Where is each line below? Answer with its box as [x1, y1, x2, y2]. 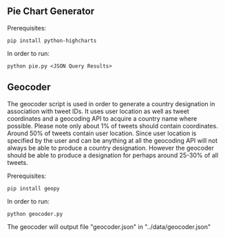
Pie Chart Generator [7, 6, 95, 17]
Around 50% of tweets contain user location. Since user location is [7, 129, 197, 137]
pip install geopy [7, 185, 60, 192]
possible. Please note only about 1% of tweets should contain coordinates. [7, 121, 218, 130]
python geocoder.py [7, 210, 63, 217]
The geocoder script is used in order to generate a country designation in [7, 99, 215, 108]
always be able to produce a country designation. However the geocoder [7, 143, 215, 152]
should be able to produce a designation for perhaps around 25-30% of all [7, 151, 219, 159]
